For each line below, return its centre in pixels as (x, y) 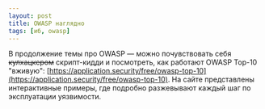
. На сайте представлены (211, 80)
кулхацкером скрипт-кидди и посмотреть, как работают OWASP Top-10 (133, 62)
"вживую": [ (29, 71)
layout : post (30, 16)
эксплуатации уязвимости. (55, 97)
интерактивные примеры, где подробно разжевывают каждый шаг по (130, 88)
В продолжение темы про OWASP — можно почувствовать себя (120, 54)
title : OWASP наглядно (46, 23)
